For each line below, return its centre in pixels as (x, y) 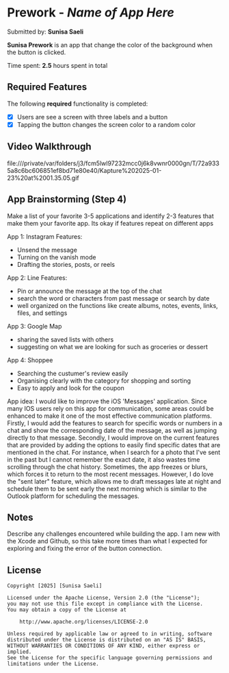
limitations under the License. (53, 664)
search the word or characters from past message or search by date (113, 298)
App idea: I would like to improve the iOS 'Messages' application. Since (107, 401)
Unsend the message (47, 250)
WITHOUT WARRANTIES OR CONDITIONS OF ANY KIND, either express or (104, 646)
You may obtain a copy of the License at (67, 610)
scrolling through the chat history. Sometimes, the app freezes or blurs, (107, 467)
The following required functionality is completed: (78, 104)
